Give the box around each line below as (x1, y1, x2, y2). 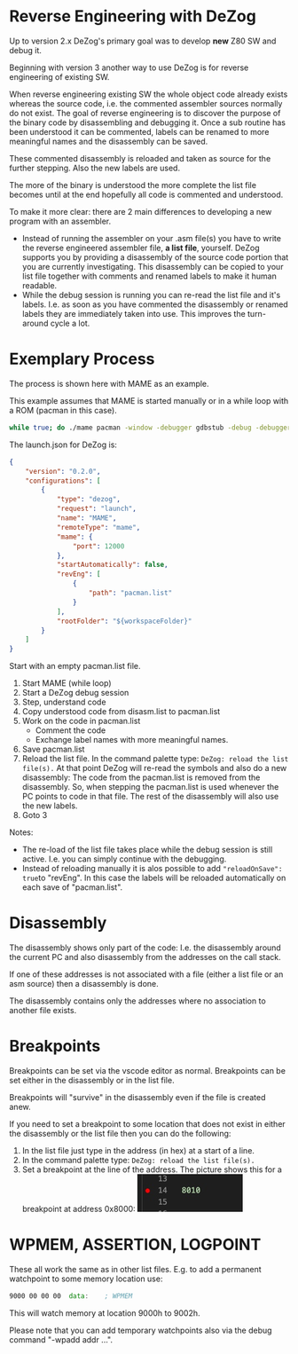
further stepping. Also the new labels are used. (9, 162, 180, 173)
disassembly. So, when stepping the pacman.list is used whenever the (21, 782, 279, 792)
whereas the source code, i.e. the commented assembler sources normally (9, 98, 283, 108)
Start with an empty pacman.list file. (9, 661, 141, 672)
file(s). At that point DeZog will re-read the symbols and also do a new (21, 763, 287, 774)
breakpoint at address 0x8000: (21, 1204, 136, 1214)
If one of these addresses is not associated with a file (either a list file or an (9, 969, 284, 980)
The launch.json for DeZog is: (9, 439, 118, 450)
